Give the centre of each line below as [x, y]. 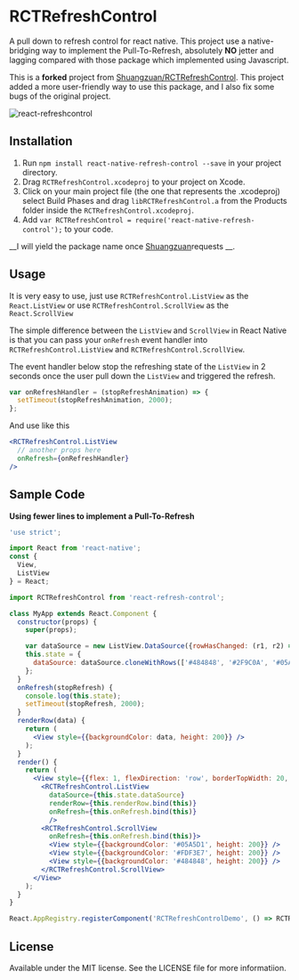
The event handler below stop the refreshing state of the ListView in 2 [137, 366]
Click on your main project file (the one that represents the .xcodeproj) [151, 191]
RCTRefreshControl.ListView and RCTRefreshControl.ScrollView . [127, 349]
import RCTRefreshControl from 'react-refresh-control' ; [117, 597]
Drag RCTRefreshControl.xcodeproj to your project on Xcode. [134, 182]
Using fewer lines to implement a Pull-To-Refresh [102, 516]
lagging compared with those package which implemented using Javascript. [149, 60]
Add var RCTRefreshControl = [77, 219]
